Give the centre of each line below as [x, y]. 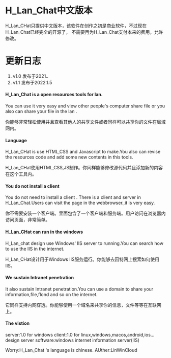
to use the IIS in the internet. [35, 249]
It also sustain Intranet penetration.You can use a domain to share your [79, 289]
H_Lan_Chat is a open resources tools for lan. [54, 95]
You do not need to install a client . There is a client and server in [73, 197]
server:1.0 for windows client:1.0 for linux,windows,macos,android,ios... [80, 335]
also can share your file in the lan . [41, 111]
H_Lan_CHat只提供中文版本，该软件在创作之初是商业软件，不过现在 [76, 26]
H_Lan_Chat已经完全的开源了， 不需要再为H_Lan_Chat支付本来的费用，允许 [84, 32]
